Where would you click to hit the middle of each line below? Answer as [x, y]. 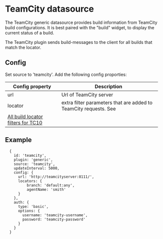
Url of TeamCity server [87, 94]
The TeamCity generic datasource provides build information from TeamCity [81, 22]
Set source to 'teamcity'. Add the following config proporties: [66, 74]
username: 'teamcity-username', [55, 215]
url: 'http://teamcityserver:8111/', [56, 177]
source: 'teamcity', [34, 164]
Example [18, 140]
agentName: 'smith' [46, 189]
